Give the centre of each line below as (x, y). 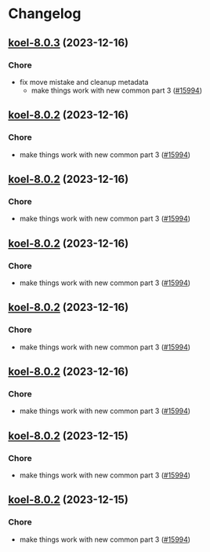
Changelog (45, 14)
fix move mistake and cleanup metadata (84, 82)
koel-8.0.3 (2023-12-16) (69, 43)
